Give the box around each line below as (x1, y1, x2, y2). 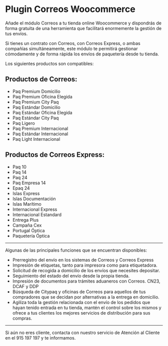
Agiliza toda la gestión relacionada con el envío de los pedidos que (12, 299, 150, 305)
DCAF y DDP (12, 283, 39, 289)
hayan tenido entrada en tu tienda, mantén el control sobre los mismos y (12, 305, 161, 311)
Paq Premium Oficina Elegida (12, 93, 72, 99)
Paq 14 (12, 169, 26, 175)
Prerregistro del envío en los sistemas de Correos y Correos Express (12, 257, 154, 263)
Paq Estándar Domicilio (12, 104, 61, 110)
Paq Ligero (12, 120, 35, 126)
